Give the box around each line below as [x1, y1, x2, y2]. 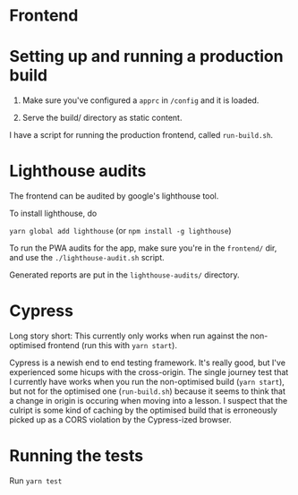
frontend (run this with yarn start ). [47, 340, 177, 350]
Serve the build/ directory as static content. [21, 113, 183, 124]
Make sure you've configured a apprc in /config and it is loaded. [21, 95, 260, 106]
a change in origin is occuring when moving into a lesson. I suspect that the [9, 396, 288, 405]
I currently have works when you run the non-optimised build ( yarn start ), [9, 377, 285, 387]
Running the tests [9, 446, 144, 466]
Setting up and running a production [9, 47, 284, 67]
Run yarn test [9, 475, 63, 486]
